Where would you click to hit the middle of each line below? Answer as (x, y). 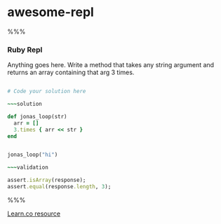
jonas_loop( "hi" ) (33, 155)
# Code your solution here (47, 92)
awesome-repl (51, 12)
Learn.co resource (34, 213)
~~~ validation (28, 168)
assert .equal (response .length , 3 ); (59, 187)
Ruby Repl (25, 50)
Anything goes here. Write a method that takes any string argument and (111, 65)
